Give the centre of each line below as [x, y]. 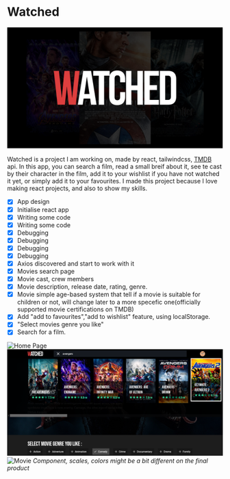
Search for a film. [41, 332]
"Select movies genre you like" [60, 324]
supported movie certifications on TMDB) [76, 309]
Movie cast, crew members [55, 279]
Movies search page [46, 271]
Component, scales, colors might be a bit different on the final [121, 461]
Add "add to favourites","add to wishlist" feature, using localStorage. [114, 317]
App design [33, 202]
